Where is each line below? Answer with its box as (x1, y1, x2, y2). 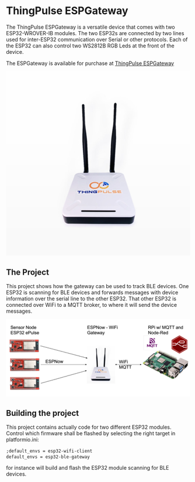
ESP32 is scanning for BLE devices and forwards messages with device (6, 289, 179, 296)
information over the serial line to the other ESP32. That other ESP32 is (6, 295, 177, 302)
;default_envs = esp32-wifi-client (6, 448, 93, 454)
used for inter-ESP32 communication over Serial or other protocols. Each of (6, 36, 188, 43)
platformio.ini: (6, 436, 39, 443)
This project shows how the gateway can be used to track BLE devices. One (6, 283, 189, 290)
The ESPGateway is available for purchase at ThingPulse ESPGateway (6, 60, 174, 67)
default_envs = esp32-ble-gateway (6, 454, 90, 460)
